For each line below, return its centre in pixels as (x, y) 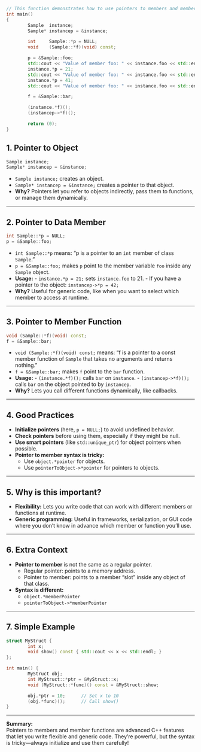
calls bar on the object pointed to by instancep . (73, 384)
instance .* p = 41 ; (51, 80)
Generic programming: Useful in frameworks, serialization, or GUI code (103, 519)
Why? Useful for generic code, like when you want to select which (97, 291)
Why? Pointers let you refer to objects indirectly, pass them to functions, (104, 191)
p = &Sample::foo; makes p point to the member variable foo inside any (103, 266)
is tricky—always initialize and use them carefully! (68, 743)
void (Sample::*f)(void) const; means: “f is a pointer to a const (95, 352)
